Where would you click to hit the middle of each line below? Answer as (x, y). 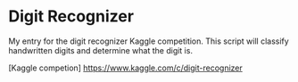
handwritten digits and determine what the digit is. (101, 50)
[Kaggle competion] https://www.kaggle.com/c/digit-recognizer (125, 68)
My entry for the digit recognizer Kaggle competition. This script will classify (149, 41)
